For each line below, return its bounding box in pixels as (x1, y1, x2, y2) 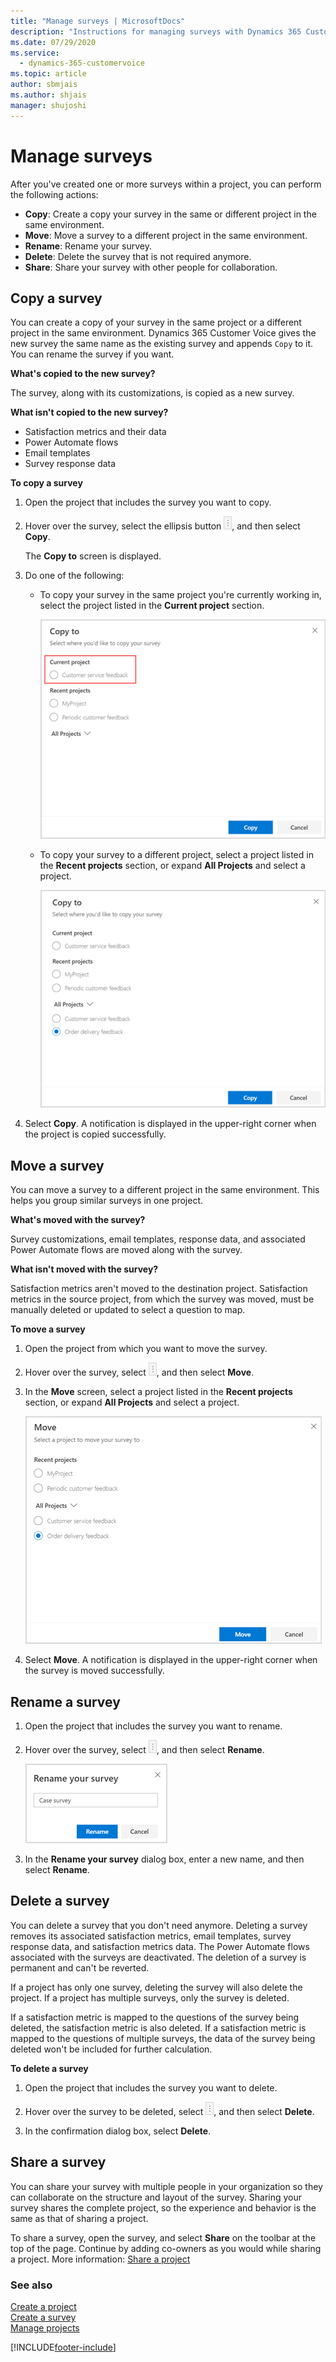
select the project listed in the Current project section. (39, 600, 265, 612)
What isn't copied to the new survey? (10, 406, 169, 419)
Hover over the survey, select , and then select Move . (24, 1366, 255, 1379)
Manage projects (10, 2321, 80, 2334)
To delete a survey (10, 2062, 89, 2074)
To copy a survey (10, 477, 83, 489)
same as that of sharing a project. (10, 2212, 149, 2224)
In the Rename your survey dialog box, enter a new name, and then (24, 1853, 305, 1865)
